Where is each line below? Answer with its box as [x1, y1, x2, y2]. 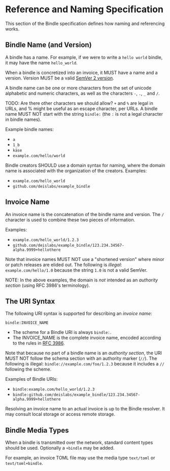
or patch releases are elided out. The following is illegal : [5, 261, 122, 268]
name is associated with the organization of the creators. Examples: [5, 167, 147, 174]
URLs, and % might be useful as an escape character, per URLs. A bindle [5, 106, 158, 112]
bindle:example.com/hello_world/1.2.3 [12, 387, 95, 392]
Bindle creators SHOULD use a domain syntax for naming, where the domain [5, 162, 165, 168]
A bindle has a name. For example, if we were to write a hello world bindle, [5, 54, 163, 60]
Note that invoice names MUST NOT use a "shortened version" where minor [5, 256, 165, 262]
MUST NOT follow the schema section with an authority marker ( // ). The [5, 355, 157, 361]
